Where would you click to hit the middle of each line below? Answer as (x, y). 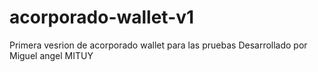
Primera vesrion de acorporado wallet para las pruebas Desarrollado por (158, 45)
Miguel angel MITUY (51, 55)
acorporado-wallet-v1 (102, 17)
